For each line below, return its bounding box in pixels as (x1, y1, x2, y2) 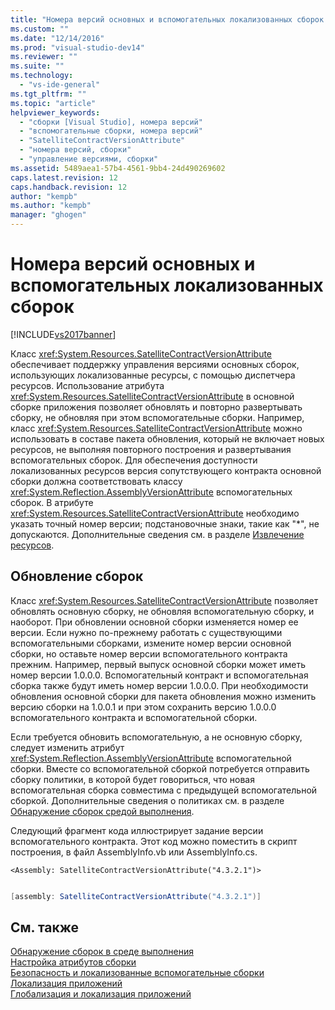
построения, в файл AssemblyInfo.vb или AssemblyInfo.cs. (10, 846, 258, 858)
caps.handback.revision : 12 (10, 182, 128, 192)
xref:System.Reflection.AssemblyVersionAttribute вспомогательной (10, 752, 292, 764)
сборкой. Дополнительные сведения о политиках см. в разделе (10, 794, 285, 806)
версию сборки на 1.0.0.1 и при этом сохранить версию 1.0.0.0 (10, 701, 277, 713)
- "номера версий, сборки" (19, 145, 132, 155)
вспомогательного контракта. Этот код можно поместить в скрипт (10, 835, 298, 847)
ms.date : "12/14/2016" (10, 33, 105, 43)
